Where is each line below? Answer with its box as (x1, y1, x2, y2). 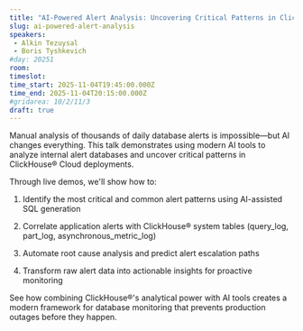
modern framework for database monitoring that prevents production (9, 302, 266, 313)
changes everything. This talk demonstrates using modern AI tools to (9, 140, 266, 151)
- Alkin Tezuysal (13, 38, 78, 48)
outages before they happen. (9, 312, 117, 323)
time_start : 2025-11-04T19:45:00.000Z (9, 80, 155, 89)
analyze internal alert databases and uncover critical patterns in (9, 150, 246, 161)
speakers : (9, 30, 47, 39)
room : (9, 64, 30, 73)
